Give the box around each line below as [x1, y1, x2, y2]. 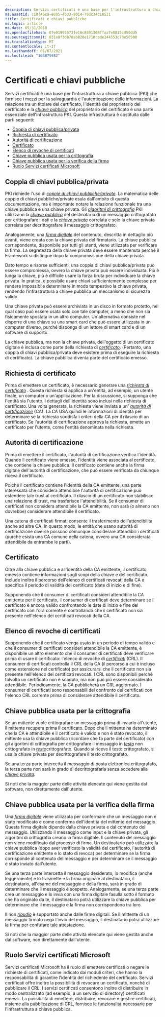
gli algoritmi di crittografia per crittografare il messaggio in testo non [5, 741, 143, 747]
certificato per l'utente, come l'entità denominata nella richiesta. [5, 424, 135, 430]
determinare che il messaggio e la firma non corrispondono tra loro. [5, 902, 142, 907]
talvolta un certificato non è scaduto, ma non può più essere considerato [5, 677, 152, 683]
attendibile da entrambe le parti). [5, 539, 71, 545]
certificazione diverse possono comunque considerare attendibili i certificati [5, 528, 160, 534]
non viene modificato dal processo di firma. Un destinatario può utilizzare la [5, 840, 159, 846]
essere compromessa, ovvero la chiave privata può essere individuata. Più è [5, 268, 159, 274]
